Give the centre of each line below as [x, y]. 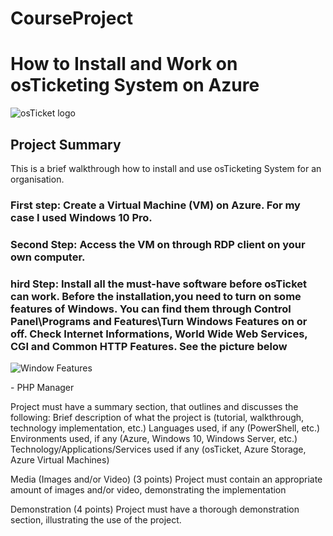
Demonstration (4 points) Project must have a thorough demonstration [155, 509]
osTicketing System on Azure [135, 85]
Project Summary [66, 144]
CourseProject [72, 18]
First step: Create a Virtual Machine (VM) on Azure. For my [155, 205]
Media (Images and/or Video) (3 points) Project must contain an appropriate [166, 479]
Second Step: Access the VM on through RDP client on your [158, 244]
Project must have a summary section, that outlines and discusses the [154, 407]
